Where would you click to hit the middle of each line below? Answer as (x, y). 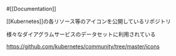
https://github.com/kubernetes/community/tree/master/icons (83, 46)
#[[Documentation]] (31, 9)
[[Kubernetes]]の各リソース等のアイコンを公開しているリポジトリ (89, 21)
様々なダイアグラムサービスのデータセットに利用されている (81, 34)
